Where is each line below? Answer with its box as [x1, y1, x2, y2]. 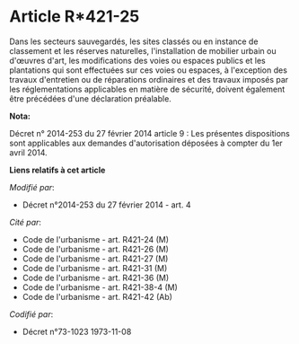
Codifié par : [9, 308, 54, 320]
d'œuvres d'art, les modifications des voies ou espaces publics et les [9, 55, 267, 66]
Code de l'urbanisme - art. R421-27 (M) [22, 253, 169, 264]
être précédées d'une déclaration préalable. [9, 93, 172, 104]
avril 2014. [9, 146, 48, 158]
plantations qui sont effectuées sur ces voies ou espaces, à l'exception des [9, 65, 287, 75]
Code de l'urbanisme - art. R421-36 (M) [22, 272, 170, 283]
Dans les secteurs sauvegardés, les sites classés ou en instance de [9, 36, 259, 47]
